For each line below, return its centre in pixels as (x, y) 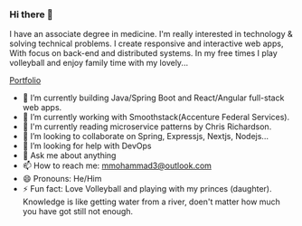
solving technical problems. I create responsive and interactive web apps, (146, 43)
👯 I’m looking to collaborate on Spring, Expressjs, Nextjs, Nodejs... (146, 137)
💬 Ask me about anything (69, 155)
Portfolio (25, 80)
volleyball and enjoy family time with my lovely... (99, 63)
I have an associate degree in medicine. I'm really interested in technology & (151, 34)
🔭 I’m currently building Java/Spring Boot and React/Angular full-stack (153, 98)
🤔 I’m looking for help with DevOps (87, 146)
